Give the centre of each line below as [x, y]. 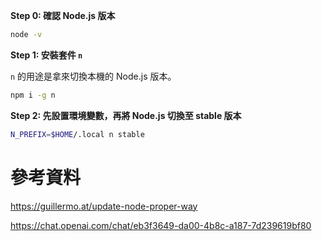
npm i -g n [33, 95]
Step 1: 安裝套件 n [46, 55]
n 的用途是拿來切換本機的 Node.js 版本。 [93, 76]
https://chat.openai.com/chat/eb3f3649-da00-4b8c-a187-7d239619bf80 [161, 225]
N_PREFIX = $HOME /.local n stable [77, 134]
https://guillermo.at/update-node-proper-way [104, 206]
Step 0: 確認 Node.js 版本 [63, 15]
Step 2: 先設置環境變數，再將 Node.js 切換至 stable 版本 [126, 115]
